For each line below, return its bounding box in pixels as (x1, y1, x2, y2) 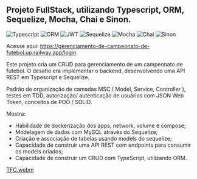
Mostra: (6, 110, 26, 118)
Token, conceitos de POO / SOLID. (6, 98, 92, 105)
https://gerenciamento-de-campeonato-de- (40, 42, 150, 49)
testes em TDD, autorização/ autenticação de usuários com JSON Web (6, 91, 184, 99)
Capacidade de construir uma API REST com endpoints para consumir (15, 141, 192, 149)
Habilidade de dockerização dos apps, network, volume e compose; (15, 122, 186, 129)
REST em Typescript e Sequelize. (6, 73, 90, 81)
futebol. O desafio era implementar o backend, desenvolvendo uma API (6, 67, 185, 74)
